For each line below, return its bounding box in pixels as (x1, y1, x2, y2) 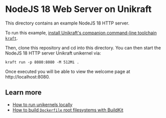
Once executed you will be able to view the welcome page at (5, 68, 130, 74)
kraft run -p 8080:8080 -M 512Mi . (5, 59, 79, 64)
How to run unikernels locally (12, 101, 72, 107)
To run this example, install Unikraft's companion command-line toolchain (5, 29, 157, 35)
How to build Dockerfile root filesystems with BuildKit (12, 106, 123, 113)
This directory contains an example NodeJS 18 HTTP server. (5, 20, 129, 26)
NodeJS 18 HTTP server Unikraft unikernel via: (5, 50, 101, 56)
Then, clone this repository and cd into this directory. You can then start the (5, 44, 161, 50)
